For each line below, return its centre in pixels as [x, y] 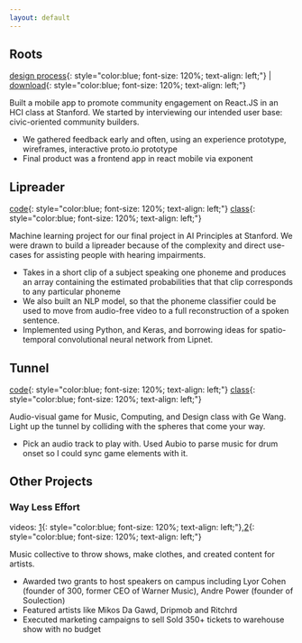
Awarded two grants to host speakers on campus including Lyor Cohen [154, 581]
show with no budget [61, 629]
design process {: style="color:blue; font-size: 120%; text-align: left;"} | [141, 76]
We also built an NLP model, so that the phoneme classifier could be [149, 301]
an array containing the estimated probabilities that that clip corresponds [157, 282]
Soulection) [44, 600]
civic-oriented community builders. [74, 122]
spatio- [273, 330]
